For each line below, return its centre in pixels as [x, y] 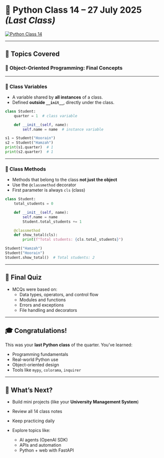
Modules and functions [42, 300]
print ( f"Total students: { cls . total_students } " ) [73, 240]
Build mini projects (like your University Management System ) [75, 402]
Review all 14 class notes [37, 411]
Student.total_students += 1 [52, 222]
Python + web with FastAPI [47, 450]
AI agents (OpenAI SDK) [44, 440]
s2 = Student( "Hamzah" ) [29, 143]
